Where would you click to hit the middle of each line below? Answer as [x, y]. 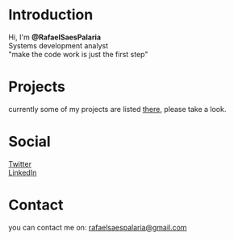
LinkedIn [23, 172]
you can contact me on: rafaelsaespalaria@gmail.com [98, 227]
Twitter [20, 163]
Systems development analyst [58, 45]
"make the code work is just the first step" [78, 54]
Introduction [51, 15]
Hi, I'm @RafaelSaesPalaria [55, 37]
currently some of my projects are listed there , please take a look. [117, 109]
